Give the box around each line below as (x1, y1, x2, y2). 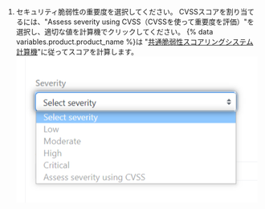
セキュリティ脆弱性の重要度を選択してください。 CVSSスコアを (15, 7, 226, 16)
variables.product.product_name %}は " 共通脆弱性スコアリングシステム (15, 37, 254, 46)
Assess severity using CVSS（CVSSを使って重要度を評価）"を (47, 17, 255, 26)
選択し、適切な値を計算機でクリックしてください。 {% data (15, 27, 214, 36)
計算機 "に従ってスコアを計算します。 (15, 47, 139, 56)
